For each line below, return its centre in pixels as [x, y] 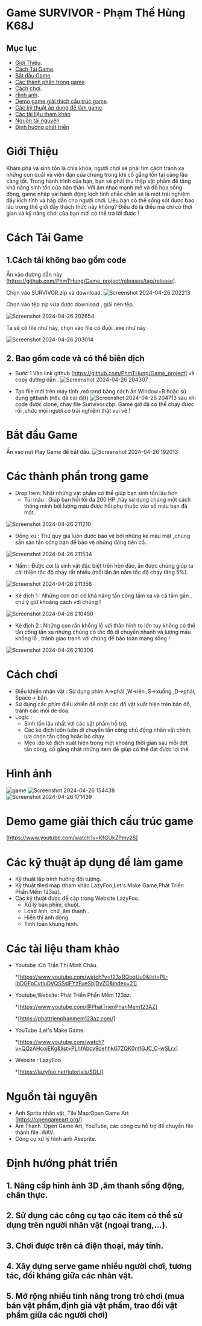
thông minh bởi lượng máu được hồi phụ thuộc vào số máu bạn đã [106, 506]
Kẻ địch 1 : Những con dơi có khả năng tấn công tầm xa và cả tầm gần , [103, 596]
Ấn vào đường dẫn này [34, 274]
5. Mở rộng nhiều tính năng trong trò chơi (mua [96, 1296]
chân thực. [27, 1195]
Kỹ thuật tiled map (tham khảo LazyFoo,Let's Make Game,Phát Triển [99, 885]
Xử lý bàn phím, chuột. [52, 905]
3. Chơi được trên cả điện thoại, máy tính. [85, 1246]
